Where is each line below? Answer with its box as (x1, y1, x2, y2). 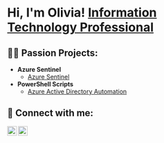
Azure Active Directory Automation (27, 88, 127, 95)
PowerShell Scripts (17, 80, 74, 88)
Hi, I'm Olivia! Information (7, 5, 157, 21)
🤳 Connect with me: (7, 107, 93, 119)
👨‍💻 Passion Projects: (7, 47, 98, 59)
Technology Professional (7, 19, 154, 35)
